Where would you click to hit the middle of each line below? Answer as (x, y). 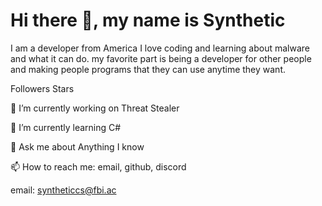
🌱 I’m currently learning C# (66, 127)
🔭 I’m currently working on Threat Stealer (95, 108)
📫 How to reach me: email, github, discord (98, 166)
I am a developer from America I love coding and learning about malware (160, 48)
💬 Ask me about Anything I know (77, 146)
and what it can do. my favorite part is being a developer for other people (161, 58)
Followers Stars (42, 88)
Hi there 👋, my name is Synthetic (148, 20)
